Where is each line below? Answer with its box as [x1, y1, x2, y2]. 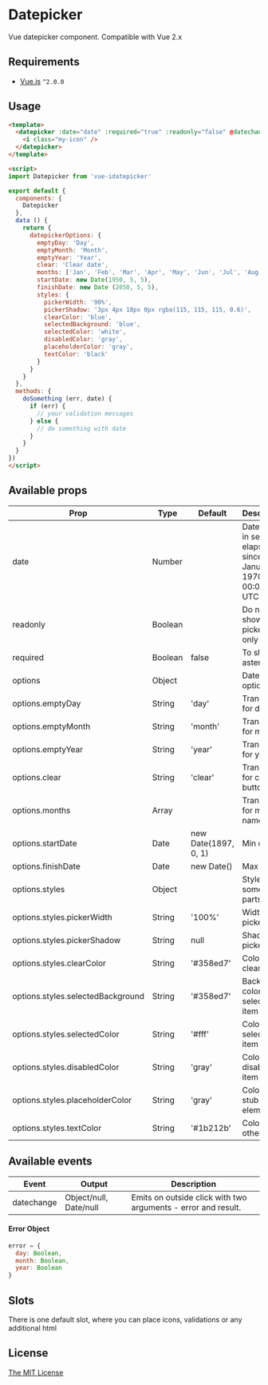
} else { [29, 417, 59, 425]
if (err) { [29, 402, 66, 411]
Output [81, 1178, 108, 1189]
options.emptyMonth [12, 721, 91, 732]
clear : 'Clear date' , [37, 261, 109, 269]
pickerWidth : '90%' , [43, 298, 112, 306]
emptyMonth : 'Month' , [37, 246, 109, 254]
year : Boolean [15, 1264, 62, 1272]
